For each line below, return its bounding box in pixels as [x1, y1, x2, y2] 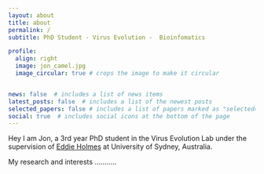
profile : [8, 48, 37, 56]
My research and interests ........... [8, 158, 117, 167]
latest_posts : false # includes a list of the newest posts [8, 97, 213, 106]
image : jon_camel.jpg [15, 62, 86, 71]
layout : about [8, 11, 55, 20]
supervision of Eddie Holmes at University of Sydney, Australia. [8, 142, 213, 151]
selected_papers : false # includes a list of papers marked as [8, 105, 220, 113]
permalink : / [8, 26, 51, 34]
